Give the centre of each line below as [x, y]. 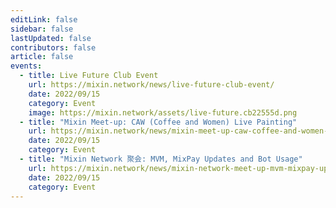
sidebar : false [42, 29]
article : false [42, 57]
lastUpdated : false [51, 38]
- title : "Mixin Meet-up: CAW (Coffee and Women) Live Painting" [158, 122]
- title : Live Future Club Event [89, 76]
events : [26, 66]
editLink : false [44, 19]
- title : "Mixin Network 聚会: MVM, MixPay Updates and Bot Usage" [161, 159]
